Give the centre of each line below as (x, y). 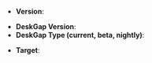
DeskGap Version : (46, 26)
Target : (28, 50)
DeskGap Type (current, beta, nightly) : (80, 35)
